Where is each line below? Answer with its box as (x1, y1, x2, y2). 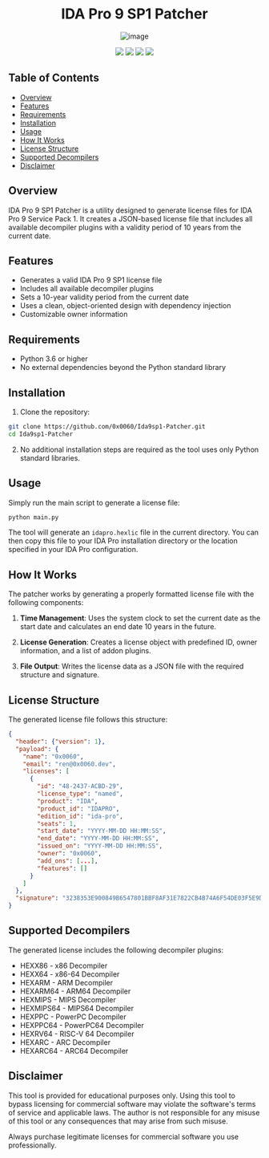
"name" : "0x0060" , (22, 752, 84, 761)
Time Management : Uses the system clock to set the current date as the (19, 613, 261, 623)
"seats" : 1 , (37, 819, 78, 827)
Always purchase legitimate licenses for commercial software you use (8, 1132, 239, 1141)
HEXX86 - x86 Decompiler (19, 961, 108, 970)
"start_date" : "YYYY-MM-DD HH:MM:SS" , (37, 827, 167, 835)
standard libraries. (19, 453, 80, 462)
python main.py (8, 513, 59, 522)
